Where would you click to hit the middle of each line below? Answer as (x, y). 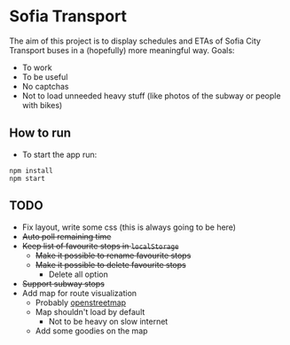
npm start (27, 178)
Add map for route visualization (79, 293)
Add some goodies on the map (91, 331)
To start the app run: (59, 154)
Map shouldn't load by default (90, 311)
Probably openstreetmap (81, 302)
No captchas (45, 86)
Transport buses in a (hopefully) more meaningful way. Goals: (122, 50)
